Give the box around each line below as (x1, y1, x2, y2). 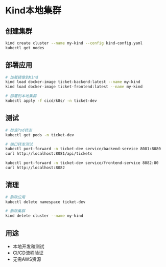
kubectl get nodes (5, 45, 44, 50)
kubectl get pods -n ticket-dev (5, 132, 74, 137)
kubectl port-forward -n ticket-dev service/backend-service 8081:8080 (5, 147, 161, 152)
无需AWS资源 (12, 256, 41, 262)
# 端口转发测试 (5, 141, 33, 147)
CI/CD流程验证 (12, 250, 44, 256)
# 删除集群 (5, 209, 26, 214)
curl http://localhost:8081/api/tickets (5, 151, 93, 156)
